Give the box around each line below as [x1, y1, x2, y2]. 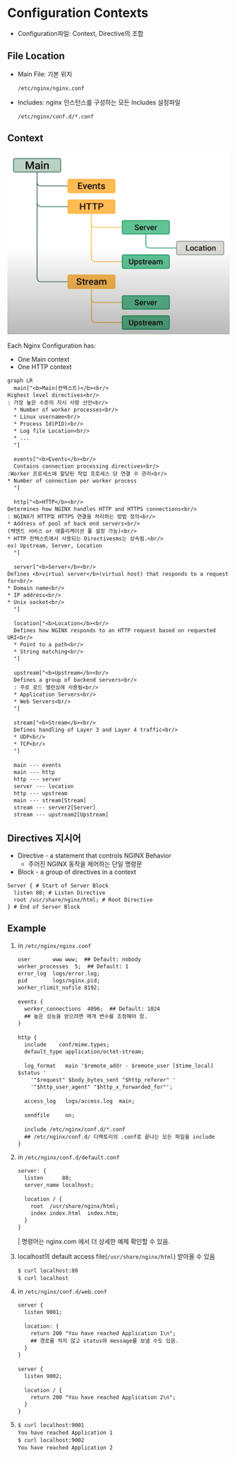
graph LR [7, 377, 33, 384]
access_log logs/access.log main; [24, 1097, 135, 1105]
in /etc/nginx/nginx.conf [17, 941, 92, 949]
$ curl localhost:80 [17, 1267, 78, 1274]
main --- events [13, 761, 61, 769]
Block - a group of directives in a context [17, 867, 136, 876]
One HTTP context [17, 362, 72, 372]
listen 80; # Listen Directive [13, 889, 106, 896]
